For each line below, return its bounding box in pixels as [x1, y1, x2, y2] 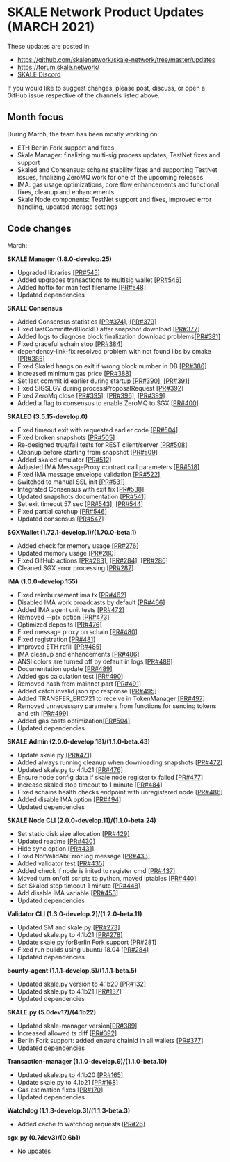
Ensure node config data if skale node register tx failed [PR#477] [17, 773, 204, 781]
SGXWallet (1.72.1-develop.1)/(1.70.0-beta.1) [7, 528, 137, 536]
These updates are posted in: [7, 42, 92, 50]
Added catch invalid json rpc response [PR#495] [17, 686, 158, 695]
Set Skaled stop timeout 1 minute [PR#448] [17, 881, 141, 890]
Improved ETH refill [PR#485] [17, 642, 102, 651]
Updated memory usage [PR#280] [17, 549, 116, 557]
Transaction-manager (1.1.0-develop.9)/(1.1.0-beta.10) [7, 1057, 167, 1065]
